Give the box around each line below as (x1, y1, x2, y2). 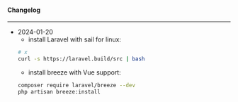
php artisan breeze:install (17, 88, 101, 95)
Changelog (7, 6, 41, 14)
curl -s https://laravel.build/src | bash (17, 56, 145, 63)
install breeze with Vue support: (28, 68, 122, 77)
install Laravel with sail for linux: (28, 35, 122, 44)
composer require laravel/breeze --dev (17, 82, 136, 89)
